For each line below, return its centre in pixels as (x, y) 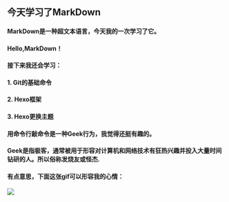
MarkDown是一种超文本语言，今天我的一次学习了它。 (84, 31)
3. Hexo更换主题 (30, 117)
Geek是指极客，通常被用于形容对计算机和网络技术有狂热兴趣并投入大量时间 (114, 151)
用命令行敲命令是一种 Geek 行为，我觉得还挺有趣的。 (81, 134)
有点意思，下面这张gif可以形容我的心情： (66, 176)
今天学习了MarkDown (54, 12)
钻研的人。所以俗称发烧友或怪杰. (53, 159)
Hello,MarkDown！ (35, 48)
